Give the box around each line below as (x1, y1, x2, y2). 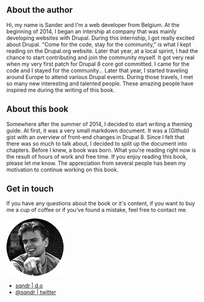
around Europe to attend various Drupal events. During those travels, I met (6, 73, 194, 80)
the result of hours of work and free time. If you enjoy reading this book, (6, 153, 188, 160)
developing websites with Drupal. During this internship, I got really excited (6, 34, 195, 42)
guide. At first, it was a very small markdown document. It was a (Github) (6, 127, 189, 134)
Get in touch (6, 184, 54, 194)
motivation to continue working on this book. (6, 165, 119, 173)
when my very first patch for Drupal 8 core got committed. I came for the (6, 60, 190, 67)
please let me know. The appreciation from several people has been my (6, 159, 186, 167)
